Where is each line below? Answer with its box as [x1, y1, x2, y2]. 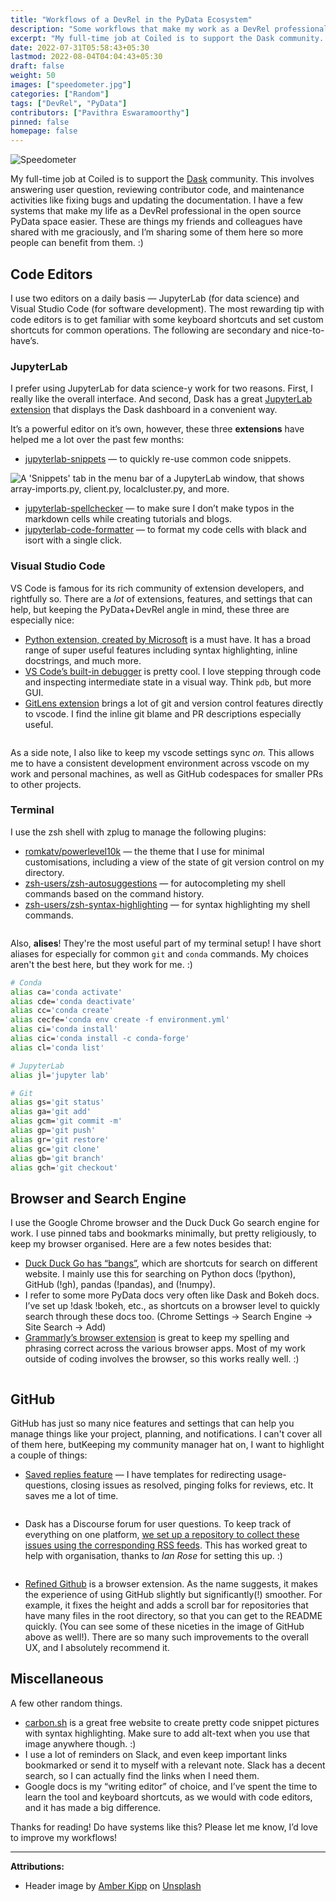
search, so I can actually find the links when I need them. [24, 1769, 260, 1781]
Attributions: [10, 1860, 65, 1872]
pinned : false [10, 117, 70, 127]
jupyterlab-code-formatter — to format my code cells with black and [24, 524, 307, 536]
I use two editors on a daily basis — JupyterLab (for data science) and [10, 292, 300, 304]
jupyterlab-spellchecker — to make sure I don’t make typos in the [24, 502, 295, 515]
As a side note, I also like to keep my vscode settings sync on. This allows [10, 746, 315, 758]
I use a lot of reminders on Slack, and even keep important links [24, 1748, 288, 1760]
